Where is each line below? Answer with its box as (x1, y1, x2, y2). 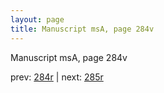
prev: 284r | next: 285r (10, 71, 104, 83)
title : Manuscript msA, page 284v (10, 24, 155, 34)
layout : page (10, 14, 65, 25)
